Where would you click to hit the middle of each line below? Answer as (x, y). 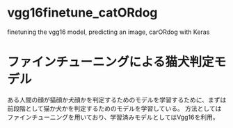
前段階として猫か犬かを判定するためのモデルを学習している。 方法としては (114, 108)
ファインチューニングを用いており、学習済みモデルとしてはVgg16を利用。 (113, 117)
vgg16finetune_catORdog (82, 13)
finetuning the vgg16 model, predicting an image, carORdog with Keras (109, 32)
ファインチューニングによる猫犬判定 (111, 62)
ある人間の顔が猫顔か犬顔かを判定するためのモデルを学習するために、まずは (117, 100)
